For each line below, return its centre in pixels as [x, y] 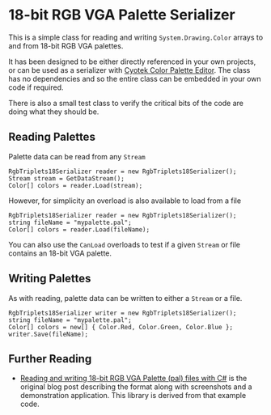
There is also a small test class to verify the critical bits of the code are [126, 103]
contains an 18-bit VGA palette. [60, 253]
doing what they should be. [54, 112]
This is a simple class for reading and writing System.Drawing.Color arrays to [136, 37]
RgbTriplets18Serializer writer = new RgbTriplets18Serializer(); [123, 313]
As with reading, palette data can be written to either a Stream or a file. [125, 298]
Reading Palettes [52, 137]
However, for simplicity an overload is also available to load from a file [125, 201]
